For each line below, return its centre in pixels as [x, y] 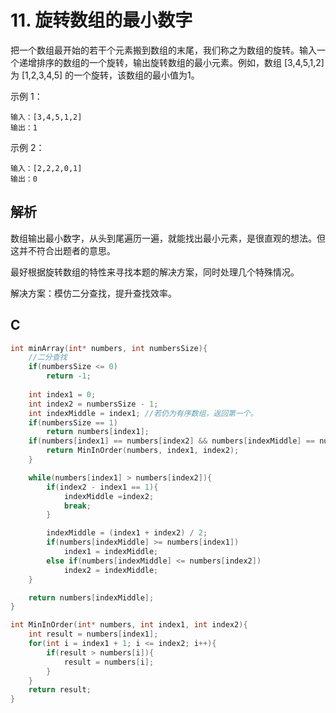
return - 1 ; [69, 376]
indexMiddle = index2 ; [109, 496]
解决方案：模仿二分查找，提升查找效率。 [93, 293]
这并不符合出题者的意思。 [63, 250]
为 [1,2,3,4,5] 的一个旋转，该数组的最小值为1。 [105, 75]
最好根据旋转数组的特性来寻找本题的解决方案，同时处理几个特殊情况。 [155, 272]
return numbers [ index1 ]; [98, 432]
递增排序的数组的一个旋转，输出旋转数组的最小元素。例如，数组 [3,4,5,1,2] [171, 62]
